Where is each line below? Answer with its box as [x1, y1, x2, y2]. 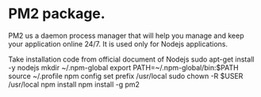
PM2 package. [8, 5, 106, 23]
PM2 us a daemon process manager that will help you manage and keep [8, 31, 244, 40]
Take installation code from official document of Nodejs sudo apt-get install [8, 54, 255, 64]
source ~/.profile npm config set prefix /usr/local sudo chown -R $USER [8, 71, 244, 80]
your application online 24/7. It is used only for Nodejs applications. [8, 39, 228, 48]
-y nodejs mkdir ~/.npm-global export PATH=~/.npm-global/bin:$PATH [8, 62, 240, 72]
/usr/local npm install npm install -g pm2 [8, 80, 140, 89]
